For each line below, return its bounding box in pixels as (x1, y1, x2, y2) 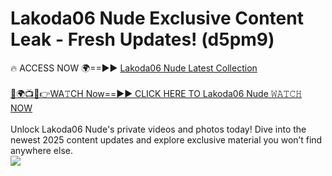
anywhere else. (10, 144, 73, 156)
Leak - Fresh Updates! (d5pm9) (10, 28, 275, 51)
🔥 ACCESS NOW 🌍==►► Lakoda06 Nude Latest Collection (10, 62, 258, 74)
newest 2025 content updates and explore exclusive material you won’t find (10, 133, 323, 146)
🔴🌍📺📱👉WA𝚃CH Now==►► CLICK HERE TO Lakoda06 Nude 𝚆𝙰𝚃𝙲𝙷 (10, 87, 303, 99)
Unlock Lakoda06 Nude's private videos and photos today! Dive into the (10, 123, 307, 135)
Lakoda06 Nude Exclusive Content (10, 7, 304, 30)
